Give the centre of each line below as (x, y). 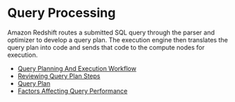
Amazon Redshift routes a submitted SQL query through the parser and (111, 32)
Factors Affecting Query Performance (73, 91)
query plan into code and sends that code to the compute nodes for (106, 47)
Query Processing (62, 13)
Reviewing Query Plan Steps (59, 76)
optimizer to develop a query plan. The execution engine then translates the (118, 39)
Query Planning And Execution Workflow (77, 68)
